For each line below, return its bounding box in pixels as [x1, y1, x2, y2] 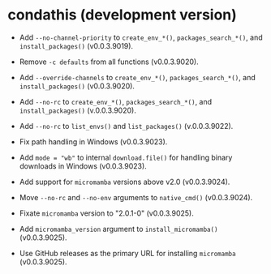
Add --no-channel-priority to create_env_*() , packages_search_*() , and [19, 32, 263, 42]
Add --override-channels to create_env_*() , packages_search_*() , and [19, 72, 256, 82]
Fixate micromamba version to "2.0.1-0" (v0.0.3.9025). [19, 208, 194, 218]
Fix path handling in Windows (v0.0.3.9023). [19, 136, 168, 147]
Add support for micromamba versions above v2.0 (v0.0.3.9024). [19, 177, 230, 186]
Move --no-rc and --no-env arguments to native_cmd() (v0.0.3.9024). [19, 192, 253, 202]
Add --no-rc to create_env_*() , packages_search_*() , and [19, 96, 213, 106]
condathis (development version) [7, 6, 237, 24]
